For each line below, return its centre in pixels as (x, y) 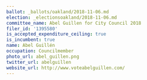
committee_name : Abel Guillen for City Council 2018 (74, 23)
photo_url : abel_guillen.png (43, 57)
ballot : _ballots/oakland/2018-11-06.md (58, 12)
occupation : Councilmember (40, 51)
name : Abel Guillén (31, 46)
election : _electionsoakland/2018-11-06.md (62, 17)
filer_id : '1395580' (32, 29)
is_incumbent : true (31, 40)
